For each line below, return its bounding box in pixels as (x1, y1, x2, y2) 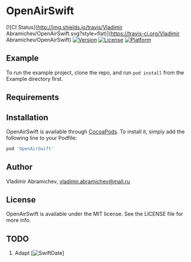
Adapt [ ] (14, 250, 64, 257)
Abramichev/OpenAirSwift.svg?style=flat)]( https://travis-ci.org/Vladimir (6, 30, 180, 37)
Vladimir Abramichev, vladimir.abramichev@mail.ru (6, 178, 130, 185)
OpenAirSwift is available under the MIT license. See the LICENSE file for (6, 211, 183, 218)
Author (6, 162, 33, 172)
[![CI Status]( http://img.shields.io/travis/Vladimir (6, 24, 123, 31)
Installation (6, 112, 48, 122)
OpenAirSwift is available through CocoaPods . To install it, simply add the (6, 128, 185, 135)
